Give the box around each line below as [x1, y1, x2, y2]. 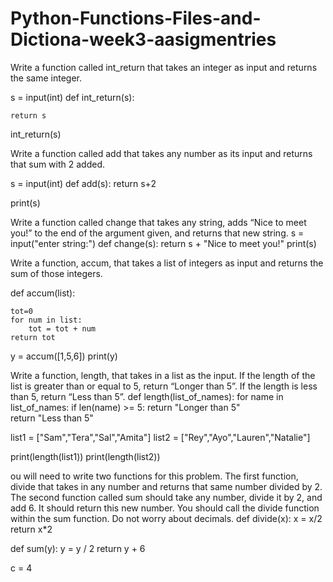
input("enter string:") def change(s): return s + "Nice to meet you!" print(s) [10, 237, 317, 249]
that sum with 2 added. [10, 158, 105, 170]
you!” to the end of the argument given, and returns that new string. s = [10, 227, 305, 239]
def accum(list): [10, 287, 76, 299]
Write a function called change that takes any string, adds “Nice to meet [10, 216, 307, 228]
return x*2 [10, 523, 53, 535]
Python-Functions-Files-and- [10, 7, 262, 30]
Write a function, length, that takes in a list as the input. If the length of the [10, 369, 316, 381]
